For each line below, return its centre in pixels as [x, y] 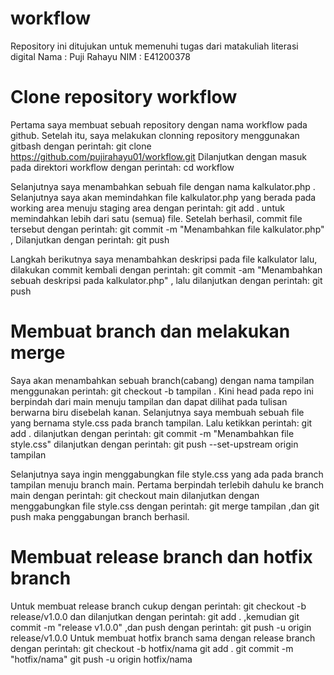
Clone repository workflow [124, 97]
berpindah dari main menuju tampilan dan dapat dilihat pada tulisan [149, 401]
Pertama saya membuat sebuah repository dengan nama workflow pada [159, 124]
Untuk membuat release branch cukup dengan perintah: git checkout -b [158, 606]
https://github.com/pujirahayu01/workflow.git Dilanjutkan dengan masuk [158, 156]
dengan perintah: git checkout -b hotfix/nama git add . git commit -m [152, 648]
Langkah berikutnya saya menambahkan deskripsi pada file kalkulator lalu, [164, 259]
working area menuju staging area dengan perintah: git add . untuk [147, 208]
